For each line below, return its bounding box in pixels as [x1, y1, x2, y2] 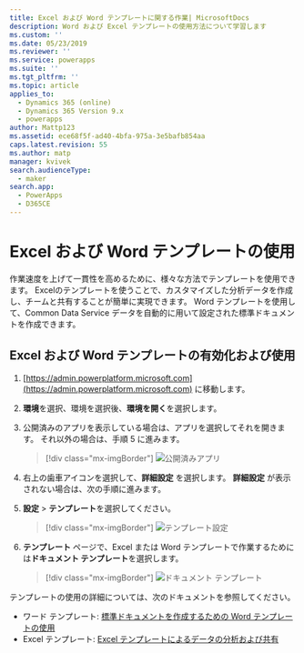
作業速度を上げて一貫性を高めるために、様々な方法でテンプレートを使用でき [9, 273, 297, 284]
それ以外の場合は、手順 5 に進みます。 [40, 433, 185, 444]
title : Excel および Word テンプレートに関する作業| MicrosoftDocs [9, 13, 250, 23]
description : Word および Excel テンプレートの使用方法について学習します [9, 22, 267, 31]
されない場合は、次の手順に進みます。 [22, 483, 167, 494]
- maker [17, 174, 47, 183]
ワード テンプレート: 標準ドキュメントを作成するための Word [22, 610, 252, 621]
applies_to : [9, 89, 55, 98]
